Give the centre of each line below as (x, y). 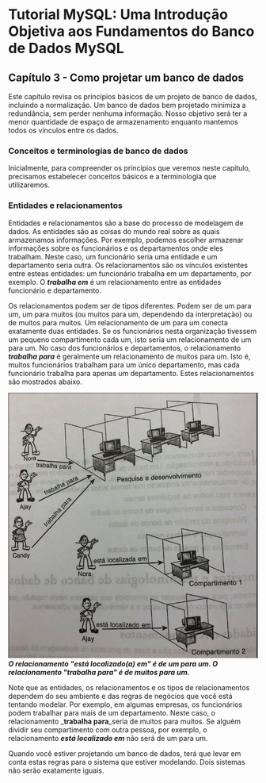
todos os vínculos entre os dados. (63, 130)
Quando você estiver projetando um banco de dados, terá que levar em (125, 753)
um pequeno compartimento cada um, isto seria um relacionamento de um (130, 340)
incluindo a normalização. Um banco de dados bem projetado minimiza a (127, 105)
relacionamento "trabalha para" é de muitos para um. (99, 672)
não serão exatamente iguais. (56, 770)
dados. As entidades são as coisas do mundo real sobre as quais (114, 231)
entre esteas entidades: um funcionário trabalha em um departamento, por (130, 273)
